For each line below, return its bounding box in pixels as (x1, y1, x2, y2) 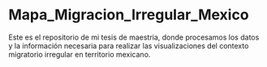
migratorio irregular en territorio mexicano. (8, 49, 151, 59)
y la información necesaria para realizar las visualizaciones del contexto (8, 40, 249, 50)
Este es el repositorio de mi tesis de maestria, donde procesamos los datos (8, 32, 260, 42)
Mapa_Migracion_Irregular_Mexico (8, 6, 249, 24)
